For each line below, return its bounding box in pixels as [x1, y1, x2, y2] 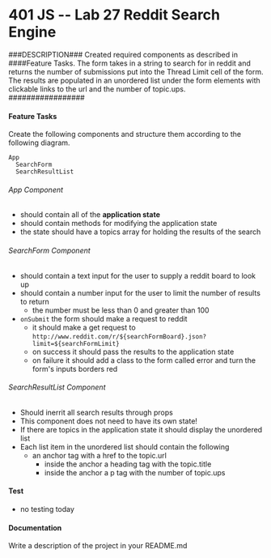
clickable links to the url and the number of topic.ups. [8, 83, 186, 94]
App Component [8, 185, 63, 194]
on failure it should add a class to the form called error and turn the [32, 355, 256, 365]
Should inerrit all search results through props [19, 407, 174, 417]
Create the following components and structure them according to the [8, 130, 241, 139]
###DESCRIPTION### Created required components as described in [8, 49, 239, 59]
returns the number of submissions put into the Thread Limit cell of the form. [8, 66, 264, 76]
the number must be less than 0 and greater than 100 [32, 305, 210, 315]
